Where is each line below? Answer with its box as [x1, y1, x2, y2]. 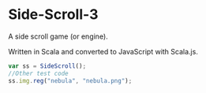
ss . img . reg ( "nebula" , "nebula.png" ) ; [8, 76, 133, 84]
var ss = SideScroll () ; [8, 61, 87, 70]
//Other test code [8, 69, 69, 77]
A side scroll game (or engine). [8, 32, 108, 41]
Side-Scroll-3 [8, 6, 99, 24]
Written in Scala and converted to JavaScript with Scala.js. [8, 46, 199, 56]
